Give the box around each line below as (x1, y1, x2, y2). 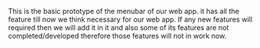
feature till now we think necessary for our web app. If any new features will (8, 15, 253, 24)
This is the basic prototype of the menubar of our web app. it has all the (8, 7, 240, 15)
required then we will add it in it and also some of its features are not (8, 23, 229, 32)
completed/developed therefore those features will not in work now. (8, 31, 227, 40)
